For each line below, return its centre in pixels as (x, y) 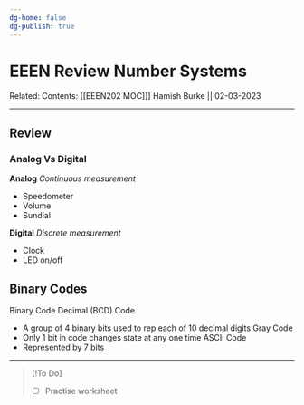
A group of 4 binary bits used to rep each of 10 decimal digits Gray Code (157, 328)
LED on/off (43, 260)
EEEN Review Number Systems (128, 71)
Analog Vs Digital (48, 159)
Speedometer (48, 197)
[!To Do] (47, 373)
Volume (37, 206)
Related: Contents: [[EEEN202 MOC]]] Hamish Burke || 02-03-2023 (135, 96)
